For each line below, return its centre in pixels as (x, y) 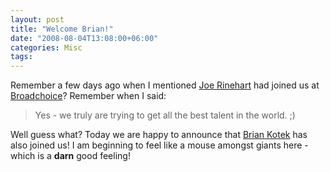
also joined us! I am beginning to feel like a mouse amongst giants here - (159, 145)
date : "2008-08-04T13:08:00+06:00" (84, 38)
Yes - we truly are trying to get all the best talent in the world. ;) (165, 115)
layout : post (37, 19)
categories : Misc (46, 47)
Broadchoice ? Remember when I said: (88, 96)
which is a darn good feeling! (70, 156)
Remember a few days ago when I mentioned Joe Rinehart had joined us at (165, 85)
